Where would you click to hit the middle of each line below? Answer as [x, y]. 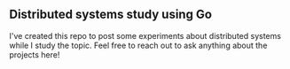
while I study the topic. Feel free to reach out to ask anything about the [138, 45]
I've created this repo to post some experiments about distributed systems [145, 35]
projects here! [35, 54]
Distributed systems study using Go [111, 15]
